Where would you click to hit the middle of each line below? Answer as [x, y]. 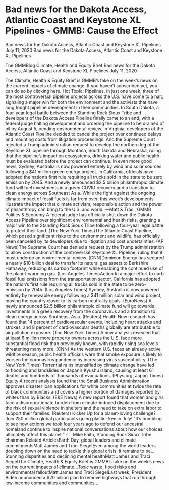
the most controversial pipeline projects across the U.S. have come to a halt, [84, 96]
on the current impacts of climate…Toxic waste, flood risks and [71, 467]
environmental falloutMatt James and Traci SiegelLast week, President [78, 472]
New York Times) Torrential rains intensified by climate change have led [80, 365]
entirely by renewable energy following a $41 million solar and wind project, [83, 295]
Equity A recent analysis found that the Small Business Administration [77, 381]
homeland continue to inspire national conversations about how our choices [84, 429]
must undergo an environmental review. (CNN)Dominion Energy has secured [85, 257]
